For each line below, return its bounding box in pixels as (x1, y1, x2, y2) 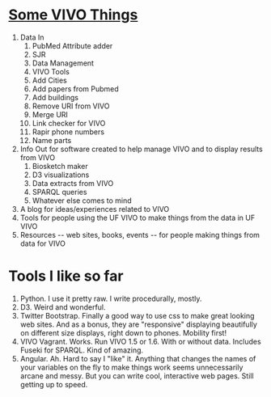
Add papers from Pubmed (32, 83, 119, 94)
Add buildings (32, 92, 79, 102)
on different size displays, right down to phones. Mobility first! (19, 327, 227, 337)
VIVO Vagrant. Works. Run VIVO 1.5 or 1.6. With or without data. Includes (19, 336, 261, 346)
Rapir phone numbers (32, 127, 105, 137)
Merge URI (32, 109, 69, 119)
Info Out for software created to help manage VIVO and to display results (19, 144, 263, 154)
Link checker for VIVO (32, 118, 106, 128)
